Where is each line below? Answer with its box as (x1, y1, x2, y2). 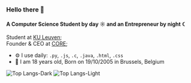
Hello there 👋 (6, 5, 45, 14)
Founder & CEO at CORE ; (6, 40, 68, 48)
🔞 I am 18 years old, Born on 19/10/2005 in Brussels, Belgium (14, 58, 165, 66)
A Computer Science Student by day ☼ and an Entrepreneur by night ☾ (6, 20, 187, 28)
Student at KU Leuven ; (6, 34, 62, 41)
